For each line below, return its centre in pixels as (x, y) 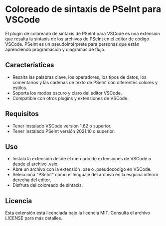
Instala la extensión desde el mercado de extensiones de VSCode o (82, 159)
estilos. (20, 88)
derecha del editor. (32, 180)
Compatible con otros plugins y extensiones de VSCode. (70, 98)
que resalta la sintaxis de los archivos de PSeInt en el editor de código (77, 39)
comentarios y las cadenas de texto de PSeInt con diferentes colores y (85, 82)
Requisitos (22, 114)
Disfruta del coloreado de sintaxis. (48, 185)
